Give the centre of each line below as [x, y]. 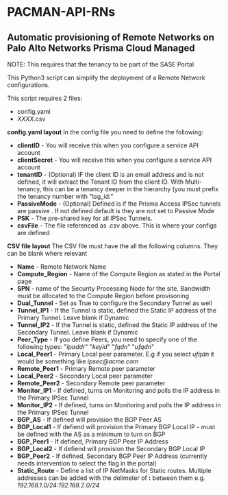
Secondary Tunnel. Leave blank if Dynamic [77, 332]
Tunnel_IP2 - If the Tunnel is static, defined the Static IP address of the [117, 325]
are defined [33, 233]
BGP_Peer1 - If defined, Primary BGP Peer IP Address [93, 442]
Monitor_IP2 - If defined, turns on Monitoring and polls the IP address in [119, 405]
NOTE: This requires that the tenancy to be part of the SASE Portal [101, 64]
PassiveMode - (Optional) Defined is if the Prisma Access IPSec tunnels [119, 204]
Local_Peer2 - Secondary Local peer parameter [85, 376]
